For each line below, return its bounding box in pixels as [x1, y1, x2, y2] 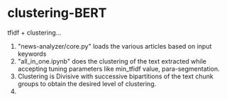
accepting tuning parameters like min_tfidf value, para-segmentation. [17, 64, 220, 73]
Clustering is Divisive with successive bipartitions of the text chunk [17, 72, 214, 81]
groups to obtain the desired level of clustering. [17, 79, 157, 88]
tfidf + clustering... [7, 28, 62, 37]
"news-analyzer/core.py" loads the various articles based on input [17, 42, 212, 50]
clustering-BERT [7, 5, 107, 21]
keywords [17, 49, 47, 58]
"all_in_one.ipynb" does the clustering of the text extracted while [17, 57, 207, 65]
